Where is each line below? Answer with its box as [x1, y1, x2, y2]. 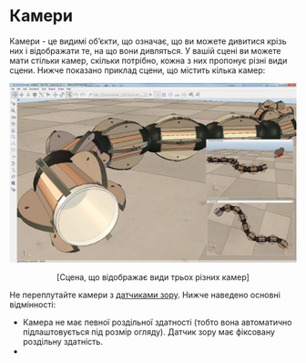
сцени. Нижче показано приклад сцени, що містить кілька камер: [9, 65, 266, 76]
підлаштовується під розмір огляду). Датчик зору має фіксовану [22, 326, 276, 337]
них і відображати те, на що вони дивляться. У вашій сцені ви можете [9, 45, 281, 56]
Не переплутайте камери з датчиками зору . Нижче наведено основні [9, 289, 280, 300]
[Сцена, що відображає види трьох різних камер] [56, 271, 250, 283]
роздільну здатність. [22, 336, 103, 347]
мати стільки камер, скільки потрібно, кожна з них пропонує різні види [9, 55, 288, 66]
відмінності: [9, 298, 56, 310]
